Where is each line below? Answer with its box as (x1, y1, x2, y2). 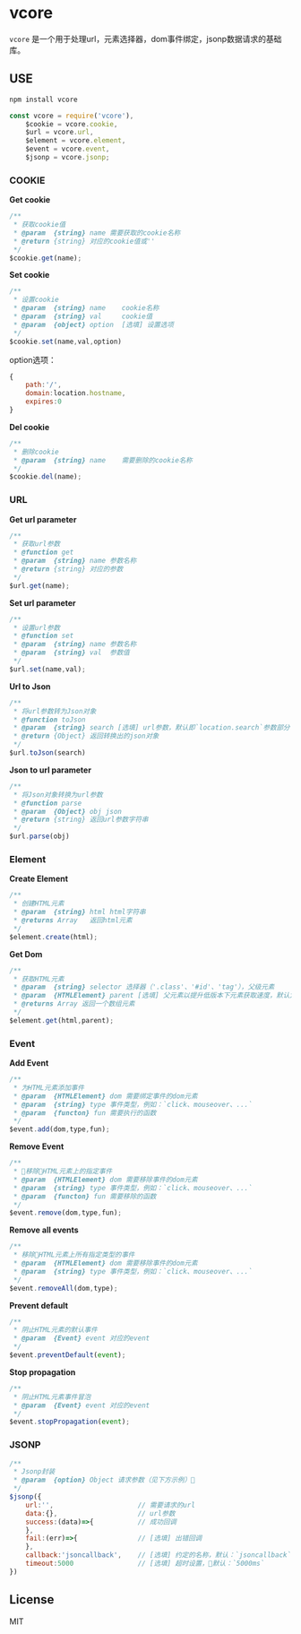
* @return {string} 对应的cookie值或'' (13, 237, 155, 246)
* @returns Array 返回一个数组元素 (13, 999, 136, 1008)
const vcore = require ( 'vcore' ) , (9, 111, 134, 120)
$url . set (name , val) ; (9, 664, 87, 674)
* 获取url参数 (13, 540, 61, 549)
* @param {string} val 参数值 (13, 648, 130, 657)
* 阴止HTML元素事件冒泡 (13, 1392, 91, 1401)
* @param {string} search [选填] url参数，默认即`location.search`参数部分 (13, 723, 290, 732)
